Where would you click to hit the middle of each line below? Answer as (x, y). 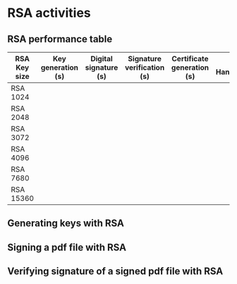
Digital (102, 59)
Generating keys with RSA (66, 223)
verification (145, 67)
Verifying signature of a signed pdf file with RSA (115, 272)
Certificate (190, 59)
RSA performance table (60, 39)
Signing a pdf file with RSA (67, 247)
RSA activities (49, 13)
